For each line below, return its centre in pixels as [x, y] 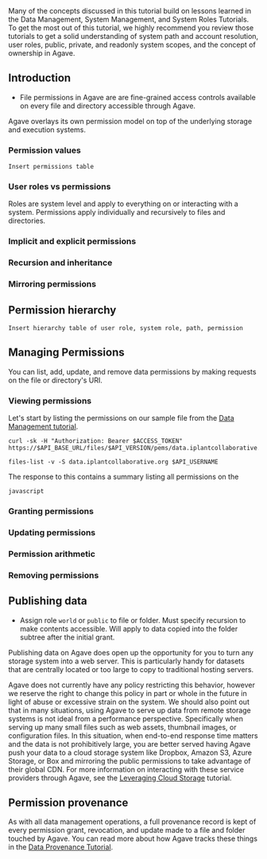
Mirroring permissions [52, 284]
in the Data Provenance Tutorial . [61, 847]
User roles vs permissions [60, 187]
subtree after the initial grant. [67, 637]
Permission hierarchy [62, 310]
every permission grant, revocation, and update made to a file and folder [127, 830]
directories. [27, 221]
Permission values [44, 150]
